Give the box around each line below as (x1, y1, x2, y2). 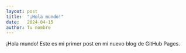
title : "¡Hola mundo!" (6, 14, 64, 20)
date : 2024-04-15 (6, 19, 54, 25)
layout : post (6, 8, 38, 14)
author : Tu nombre (6, 24, 51, 31)
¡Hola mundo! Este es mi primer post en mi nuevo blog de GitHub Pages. (6, 40, 180, 47)
